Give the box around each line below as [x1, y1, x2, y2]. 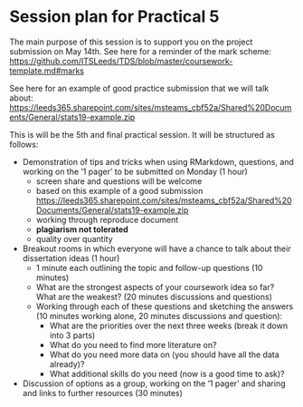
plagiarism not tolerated [35, 224, 128, 235]
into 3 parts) [49, 329, 96, 341]
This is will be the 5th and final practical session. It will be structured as [9, 129, 276, 140]
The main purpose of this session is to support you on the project [9, 36, 253, 47]
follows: [9, 139, 39, 150]
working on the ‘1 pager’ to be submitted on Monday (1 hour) [22, 166, 249, 177]
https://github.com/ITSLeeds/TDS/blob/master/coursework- [9, 55, 233, 66]
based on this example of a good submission [35, 185, 204, 196]
